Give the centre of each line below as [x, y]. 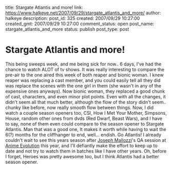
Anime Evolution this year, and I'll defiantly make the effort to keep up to [81, 145]
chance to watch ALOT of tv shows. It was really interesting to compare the [85, 69]
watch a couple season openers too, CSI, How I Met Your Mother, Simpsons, [86, 113]
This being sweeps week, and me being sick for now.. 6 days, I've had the [83, 64]
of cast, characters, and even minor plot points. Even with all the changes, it [85, 96]
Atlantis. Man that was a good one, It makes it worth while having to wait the [86, 129]
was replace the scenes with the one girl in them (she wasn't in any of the [83, 86]
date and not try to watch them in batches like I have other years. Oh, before [86, 151]
